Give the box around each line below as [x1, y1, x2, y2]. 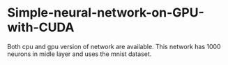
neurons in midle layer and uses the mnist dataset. [7, 50, 152, 58]
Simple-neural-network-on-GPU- [7, 5, 204, 21]
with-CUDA [7, 19, 75, 35]
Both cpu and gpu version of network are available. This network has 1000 [7, 42, 221, 50]
